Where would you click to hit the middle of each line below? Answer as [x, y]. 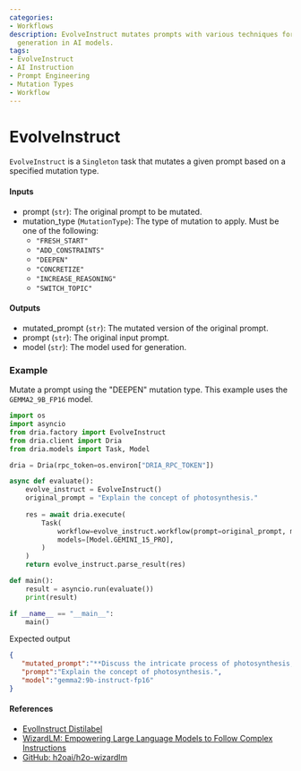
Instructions [44, 748]
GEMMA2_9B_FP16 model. [51, 399]
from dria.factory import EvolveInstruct [88, 432]
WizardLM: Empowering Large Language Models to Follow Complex [147, 738]
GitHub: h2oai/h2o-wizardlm [75, 757]
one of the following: [60, 230]
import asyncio [38, 424]
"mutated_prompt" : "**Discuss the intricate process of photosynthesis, [158, 664]
